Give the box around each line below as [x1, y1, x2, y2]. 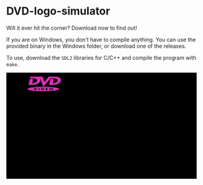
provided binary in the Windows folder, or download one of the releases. [6, 42, 187, 50]
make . [6, 60, 19, 68]
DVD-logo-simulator [6, 4, 111, 18]
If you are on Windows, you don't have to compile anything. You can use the [6, 36, 196, 43]
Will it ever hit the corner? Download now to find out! [6, 24, 137, 31]
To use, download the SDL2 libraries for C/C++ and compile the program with [6, 54, 196, 61]
